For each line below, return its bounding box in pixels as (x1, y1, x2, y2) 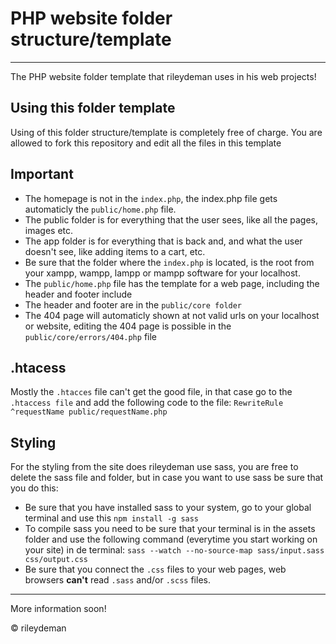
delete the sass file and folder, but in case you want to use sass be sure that (10, 472, 324, 484)
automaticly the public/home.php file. (24, 203, 177, 215)
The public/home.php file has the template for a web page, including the (24, 277, 320, 289)
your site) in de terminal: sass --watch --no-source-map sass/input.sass (24, 544, 325, 556)
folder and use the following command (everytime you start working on (24, 533, 318, 546)
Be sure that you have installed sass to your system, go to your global (24, 502, 312, 514)
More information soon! (10, 603, 107, 615)
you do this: (10, 482, 59, 494)
